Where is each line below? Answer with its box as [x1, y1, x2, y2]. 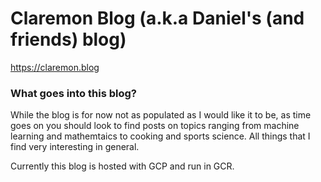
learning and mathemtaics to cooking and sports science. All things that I [10, 130, 311, 142]
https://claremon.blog [10, 61, 100, 73]
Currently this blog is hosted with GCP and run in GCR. [10, 160, 235, 172]
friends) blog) [10, 28, 127, 51]
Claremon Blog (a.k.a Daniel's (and [10, 7, 305, 30]
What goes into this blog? [10, 86, 137, 100]
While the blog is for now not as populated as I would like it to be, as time [10, 109, 312, 121]
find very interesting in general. [10, 141, 140, 153]
